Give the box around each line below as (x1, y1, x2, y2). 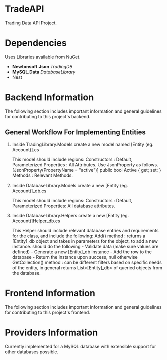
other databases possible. (5, 349, 59, 355)
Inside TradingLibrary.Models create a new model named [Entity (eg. (12, 141, 154, 147)
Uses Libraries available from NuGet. (5, 54, 81, 60)
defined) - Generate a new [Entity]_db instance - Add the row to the (12, 249, 152, 255)
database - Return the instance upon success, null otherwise (12, 254, 138, 260)
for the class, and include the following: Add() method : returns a (12, 233, 146, 239)
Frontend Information (5, 287, 96, 299)
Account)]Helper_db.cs (12, 218, 61, 224)
